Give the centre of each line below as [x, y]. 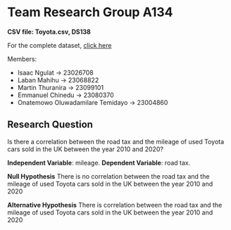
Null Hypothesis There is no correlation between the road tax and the [108, 176]
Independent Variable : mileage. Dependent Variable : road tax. [99, 162]
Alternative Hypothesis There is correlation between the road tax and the [115, 205]
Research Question [50, 125]
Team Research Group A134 [90, 12]
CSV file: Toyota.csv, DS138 [49, 32]
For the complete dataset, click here [60, 45]
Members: [22, 59]
